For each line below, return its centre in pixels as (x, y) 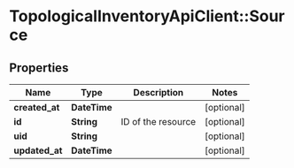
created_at (37, 107)
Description (159, 92)
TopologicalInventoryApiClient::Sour (147, 16)
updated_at (38, 150)
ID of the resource (159, 122)
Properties (39, 68)
